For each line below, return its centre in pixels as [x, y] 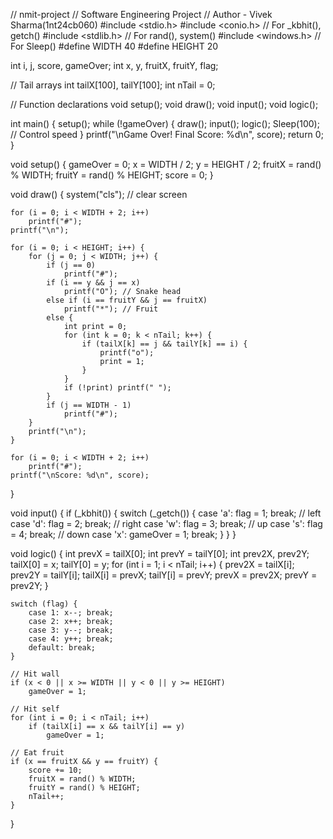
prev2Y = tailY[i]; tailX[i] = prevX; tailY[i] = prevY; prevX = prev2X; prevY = [164, 575]
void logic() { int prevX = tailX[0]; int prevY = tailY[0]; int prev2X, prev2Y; [160, 553]
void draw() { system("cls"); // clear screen [99, 194]
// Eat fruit [37, 753]
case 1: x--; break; [71, 613]
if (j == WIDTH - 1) [89, 405]
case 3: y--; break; [71, 630]
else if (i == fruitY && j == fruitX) [127, 300]
